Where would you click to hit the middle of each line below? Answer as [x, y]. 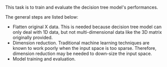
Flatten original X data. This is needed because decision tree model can [87, 27]
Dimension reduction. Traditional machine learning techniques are [81, 43]
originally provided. [33, 38]
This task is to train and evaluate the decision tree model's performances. [82, 7]
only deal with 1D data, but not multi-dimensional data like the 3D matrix [87, 32]
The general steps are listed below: [42, 17]
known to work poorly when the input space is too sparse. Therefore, [85, 48]
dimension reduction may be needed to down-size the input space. [82, 53]
